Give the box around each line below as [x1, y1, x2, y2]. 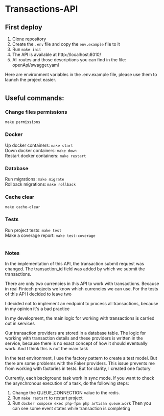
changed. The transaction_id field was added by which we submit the [5, 266, 145, 272]
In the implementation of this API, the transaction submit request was [5, 261, 144, 267]
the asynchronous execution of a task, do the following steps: [5, 380, 129, 386]
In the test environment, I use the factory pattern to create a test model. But [5, 355, 158, 361]
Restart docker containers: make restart [5, 153, 87, 158]
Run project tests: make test [5, 227, 62, 233]
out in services [5, 320, 35, 327]
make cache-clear [5, 205, 41, 209]
